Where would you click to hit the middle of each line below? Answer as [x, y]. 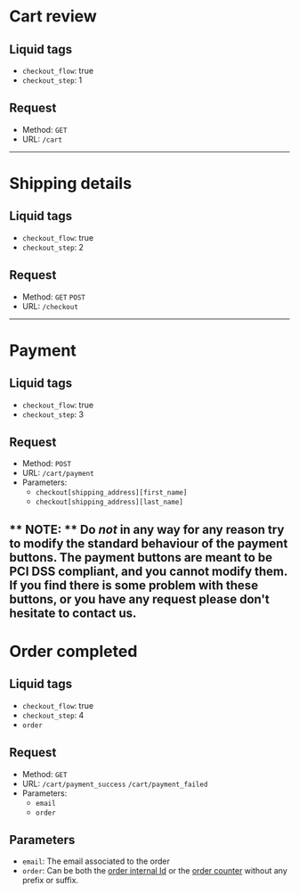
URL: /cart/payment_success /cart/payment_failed [115, 783]
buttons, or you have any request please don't [139, 599]
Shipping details [70, 184]
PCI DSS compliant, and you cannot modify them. [149, 571]
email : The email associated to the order [96, 861]
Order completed [73, 652]
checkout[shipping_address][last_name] [109, 502]
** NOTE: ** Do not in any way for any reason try [147, 529]
